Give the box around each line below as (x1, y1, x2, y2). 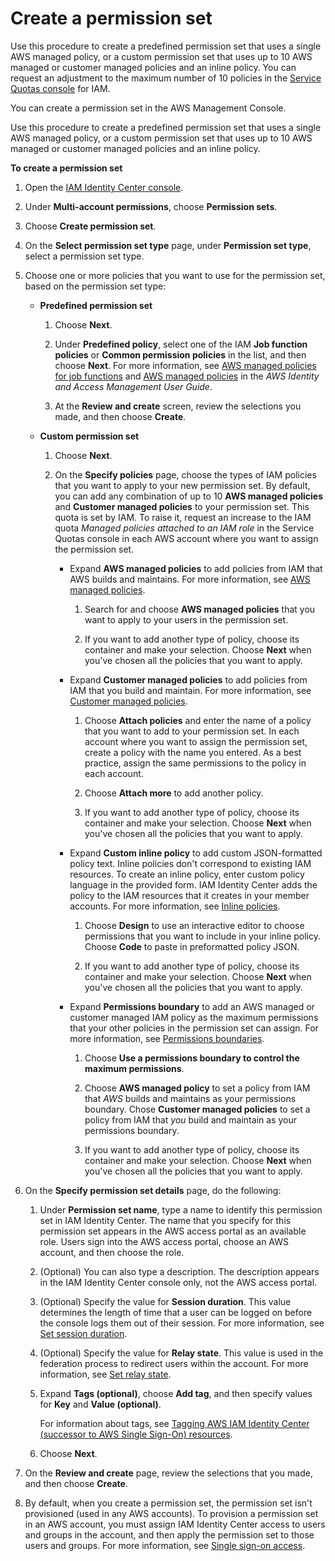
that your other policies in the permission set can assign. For (69, 1022, 319, 1034)
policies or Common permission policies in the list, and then (54, 348, 307, 361)
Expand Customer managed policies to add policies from (69, 673, 308, 686)
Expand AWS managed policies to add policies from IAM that (69, 562, 323, 574)
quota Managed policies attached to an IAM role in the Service (54, 522, 315, 534)
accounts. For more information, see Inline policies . (69, 900, 281, 912)
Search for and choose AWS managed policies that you (84, 603, 316, 615)
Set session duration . (39, 1327, 128, 1339)
